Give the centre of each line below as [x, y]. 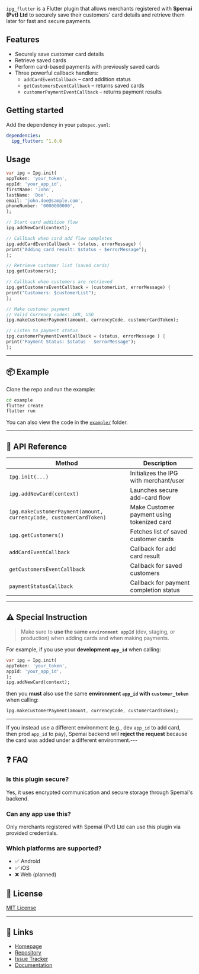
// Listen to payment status [42, 331]
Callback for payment [160, 583]
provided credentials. [32, 833]
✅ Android [27, 862]
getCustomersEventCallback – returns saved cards [84, 85]
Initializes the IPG [154, 473]
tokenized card [151, 522]
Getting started [35, 110]
